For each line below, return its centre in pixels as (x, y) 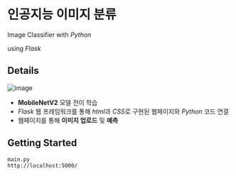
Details (23, 71)
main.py (19, 159)
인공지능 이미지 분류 (62, 15)
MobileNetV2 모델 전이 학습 (58, 102)
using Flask (24, 48)
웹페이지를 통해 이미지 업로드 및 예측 (68, 120)
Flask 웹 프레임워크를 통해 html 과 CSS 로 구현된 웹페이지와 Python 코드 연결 (123, 111)
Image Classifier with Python (49, 34)
